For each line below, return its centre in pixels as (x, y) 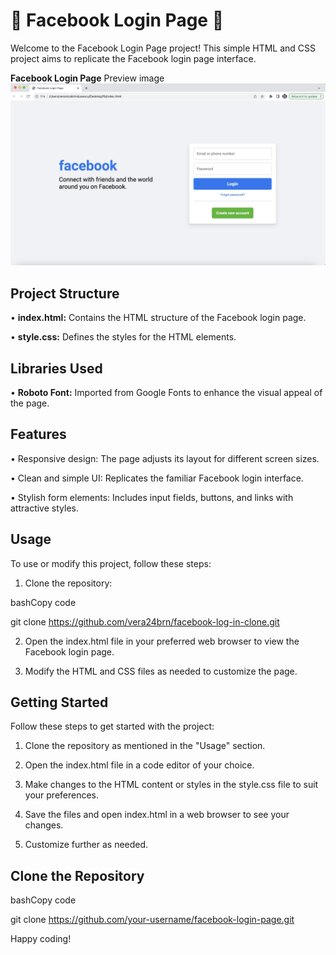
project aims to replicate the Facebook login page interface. (133, 58)
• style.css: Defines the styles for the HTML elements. (123, 337)
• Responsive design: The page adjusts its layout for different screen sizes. (165, 458)
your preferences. (62, 795)
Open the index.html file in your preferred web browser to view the (162, 641)
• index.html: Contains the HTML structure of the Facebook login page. (158, 318)
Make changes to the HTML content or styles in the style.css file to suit (171, 785)
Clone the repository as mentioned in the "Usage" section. (145, 746)
